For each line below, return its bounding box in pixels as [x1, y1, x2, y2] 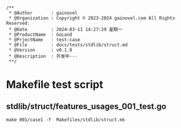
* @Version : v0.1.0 [8, 47, 73, 53]
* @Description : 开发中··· [8, 53, 78, 59]
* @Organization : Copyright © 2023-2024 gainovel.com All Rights [8, 15, 176, 21]
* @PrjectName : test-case [8, 37, 81, 43]
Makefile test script [6, 78, 103, 92]
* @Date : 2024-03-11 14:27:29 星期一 [8, 26, 123, 32]
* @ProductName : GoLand [8, 32, 73, 38]
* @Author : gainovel [8, 10, 78, 16]
